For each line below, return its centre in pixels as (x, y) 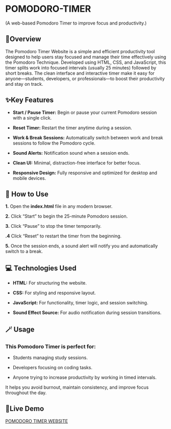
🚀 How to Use (27, 194)
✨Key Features (30, 100)
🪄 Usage (20, 329)
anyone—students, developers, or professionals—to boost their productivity (85, 78)
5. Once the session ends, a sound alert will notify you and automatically (82, 246)
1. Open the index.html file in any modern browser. (59, 206)
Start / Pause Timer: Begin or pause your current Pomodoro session (85, 112)
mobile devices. (29, 178)
